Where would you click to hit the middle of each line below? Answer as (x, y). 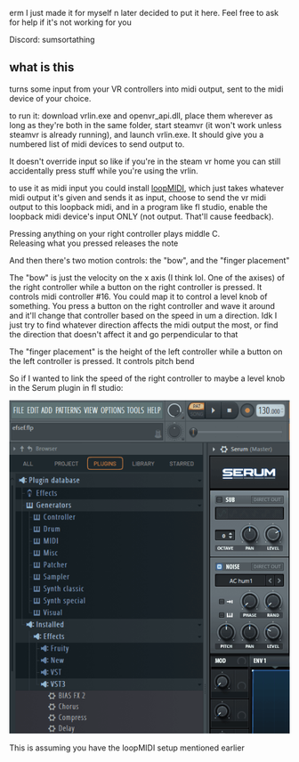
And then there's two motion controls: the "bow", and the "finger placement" (149, 260)
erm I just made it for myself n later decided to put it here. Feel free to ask (144, 13)
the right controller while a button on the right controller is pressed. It (136, 287)
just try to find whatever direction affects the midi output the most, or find (144, 325)
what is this (42, 67)
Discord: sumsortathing (52, 40)
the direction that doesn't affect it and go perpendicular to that (124, 334)
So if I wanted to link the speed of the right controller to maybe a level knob (147, 378)
